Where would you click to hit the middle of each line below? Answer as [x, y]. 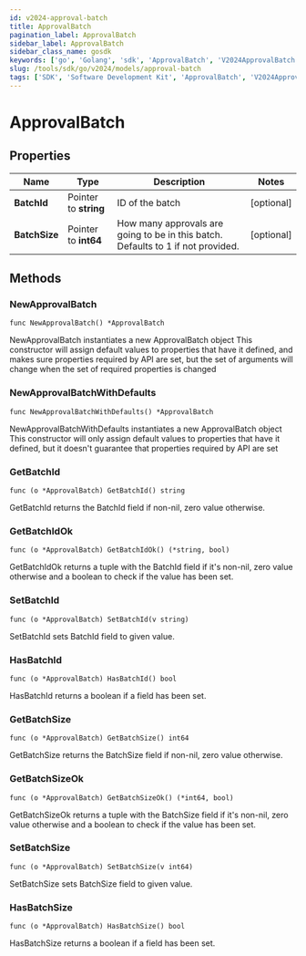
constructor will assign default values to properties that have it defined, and [151, 350]
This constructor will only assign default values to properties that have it [145, 438]
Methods [36, 279]
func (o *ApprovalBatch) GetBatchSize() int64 [99, 738]
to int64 [85, 240]
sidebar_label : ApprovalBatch [67, 43]
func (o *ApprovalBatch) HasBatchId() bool [93, 679]
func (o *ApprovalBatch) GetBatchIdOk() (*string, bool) [120, 550]
